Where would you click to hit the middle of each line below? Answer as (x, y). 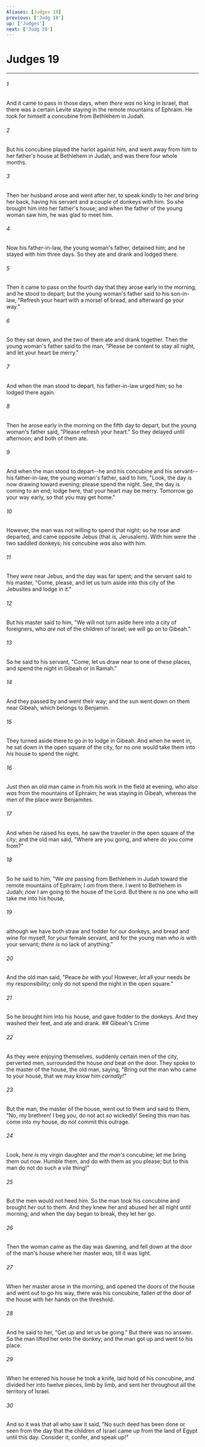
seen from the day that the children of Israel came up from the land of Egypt (102, 1431)
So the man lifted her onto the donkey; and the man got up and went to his (100, 1339)
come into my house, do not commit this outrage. (68, 1122)
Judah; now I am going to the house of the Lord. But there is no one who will (102, 892)
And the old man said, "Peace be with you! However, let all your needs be (99, 977)
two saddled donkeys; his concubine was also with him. (76, 543)
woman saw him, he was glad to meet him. (60, 214)
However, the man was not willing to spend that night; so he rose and (93, 530)
